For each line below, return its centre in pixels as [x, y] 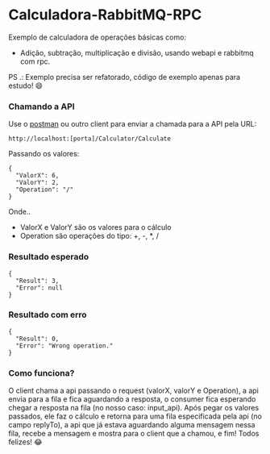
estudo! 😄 [25, 85]
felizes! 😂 [25, 442]
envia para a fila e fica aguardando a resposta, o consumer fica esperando [132, 399]
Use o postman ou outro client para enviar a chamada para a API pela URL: [133, 124]
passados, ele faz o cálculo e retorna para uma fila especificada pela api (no [135, 416]
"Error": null [39, 288]
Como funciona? [42, 373]
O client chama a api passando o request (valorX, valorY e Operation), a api [134, 391]
